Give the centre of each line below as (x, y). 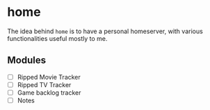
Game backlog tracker (49, 92)
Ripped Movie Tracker (49, 77)
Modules (27, 61)
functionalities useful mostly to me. (57, 38)
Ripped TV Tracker (44, 84)
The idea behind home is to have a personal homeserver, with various (105, 31)
